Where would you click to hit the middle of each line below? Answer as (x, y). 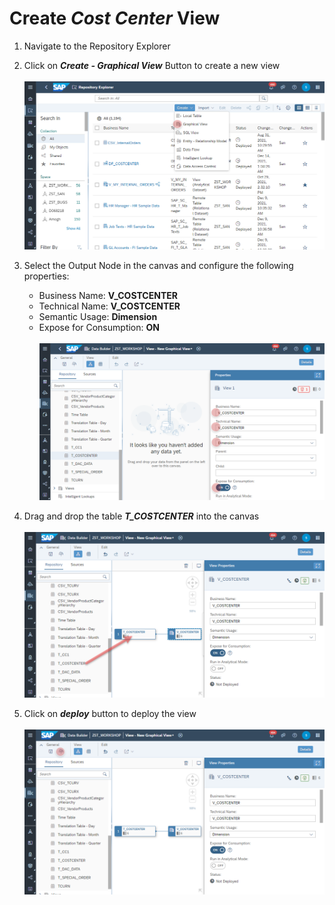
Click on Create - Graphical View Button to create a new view (152, 65)
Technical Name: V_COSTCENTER (109, 306)
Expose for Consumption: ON (99, 327)
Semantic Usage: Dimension (98, 316)
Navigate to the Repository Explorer (97, 46)
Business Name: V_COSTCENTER (108, 295)
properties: (46, 276)
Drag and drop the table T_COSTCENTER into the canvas (141, 516)
